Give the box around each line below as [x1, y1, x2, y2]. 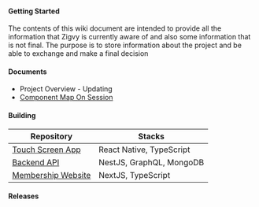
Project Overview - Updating [19, 84, 113, 94]
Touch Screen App [12, 144, 81, 155]
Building [8, 111, 36, 120]
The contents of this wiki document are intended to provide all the [8, 24, 222, 33]
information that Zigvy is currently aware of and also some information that [8, 32, 251, 42]
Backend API [12, 157, 60, 168]
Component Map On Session [19, 93, 113, 102]
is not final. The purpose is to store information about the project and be [8, 40, 242, 50]
